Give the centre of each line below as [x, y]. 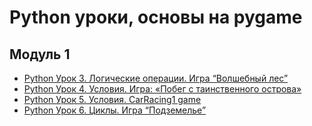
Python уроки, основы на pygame [156, 17]
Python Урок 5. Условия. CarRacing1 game [112, 99]
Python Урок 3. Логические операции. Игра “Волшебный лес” [156, 78]
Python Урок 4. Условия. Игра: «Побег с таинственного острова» [162, 89]
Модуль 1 [40, 54]
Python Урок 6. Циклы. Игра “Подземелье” [115, 110]
